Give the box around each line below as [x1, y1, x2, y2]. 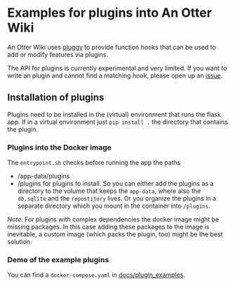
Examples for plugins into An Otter [7, 5, 213, 21]
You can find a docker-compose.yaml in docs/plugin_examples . [7, 271, 186, 279]
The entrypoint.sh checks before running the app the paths [7, 159, 181, 167]
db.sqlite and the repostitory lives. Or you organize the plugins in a [17, 194, 216, 203]
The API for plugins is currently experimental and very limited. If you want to [7, 64, 227, 72]
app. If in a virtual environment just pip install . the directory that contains [7, 117, 228, 126]
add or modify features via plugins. [7, 50, 109, 59]
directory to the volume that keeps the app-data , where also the [17, 187, 201, 195]
